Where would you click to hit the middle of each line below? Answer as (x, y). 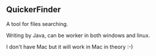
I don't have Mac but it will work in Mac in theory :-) (70, 47)
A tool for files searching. (37, 24)
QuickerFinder (33, 10)
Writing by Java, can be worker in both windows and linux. (78, 35)
